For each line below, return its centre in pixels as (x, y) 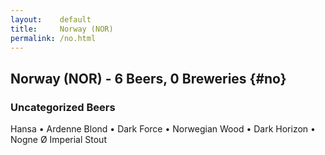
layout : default (51, 19)
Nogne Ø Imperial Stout (58, 140)
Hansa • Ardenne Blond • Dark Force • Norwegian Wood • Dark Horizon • (163, 129)
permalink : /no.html (53, 38)
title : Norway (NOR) (62, 29)
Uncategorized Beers (63, 107)
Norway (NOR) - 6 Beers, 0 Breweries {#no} (148, 78)
